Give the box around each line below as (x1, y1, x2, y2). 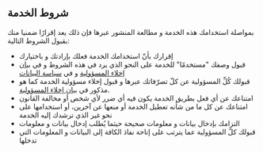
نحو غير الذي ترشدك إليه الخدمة (18, 110, 112, 120)
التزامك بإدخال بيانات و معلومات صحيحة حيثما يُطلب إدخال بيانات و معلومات (18, 118, 241, 128)
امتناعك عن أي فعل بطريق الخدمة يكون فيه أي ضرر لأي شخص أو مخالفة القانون (18, 93, 254, 102)
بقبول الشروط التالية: (7, 36, 71, 45)
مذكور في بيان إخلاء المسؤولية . (18, 85, 110, 94)
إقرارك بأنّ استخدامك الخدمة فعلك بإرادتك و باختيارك (18, 51, 173, 60)
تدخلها (18, 135, 37, 145)
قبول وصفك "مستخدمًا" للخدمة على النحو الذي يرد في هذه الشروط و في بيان (18, 59, 246, 69)
